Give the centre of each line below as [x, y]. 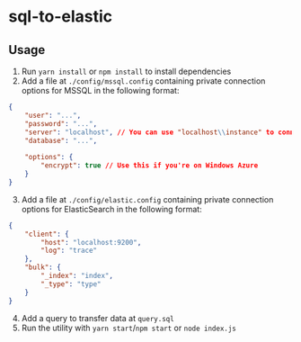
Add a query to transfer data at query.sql [97, 318]
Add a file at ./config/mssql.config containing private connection [143, 81]
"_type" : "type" [71, 284]
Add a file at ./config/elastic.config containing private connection [147, 199]
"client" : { [47, 234]
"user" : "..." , [53, 115]
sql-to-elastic [61, 17]
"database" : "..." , [61, 140]
